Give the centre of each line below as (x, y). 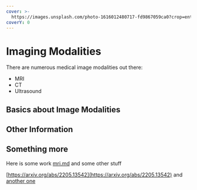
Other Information (40, 129)
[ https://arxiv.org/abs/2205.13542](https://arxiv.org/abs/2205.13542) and (94, 175)
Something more (37, 149)
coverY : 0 (18, 22)
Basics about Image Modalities (63, 110)
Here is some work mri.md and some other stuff (64, 163)
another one (21, 181)
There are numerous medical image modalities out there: (74, 67)
